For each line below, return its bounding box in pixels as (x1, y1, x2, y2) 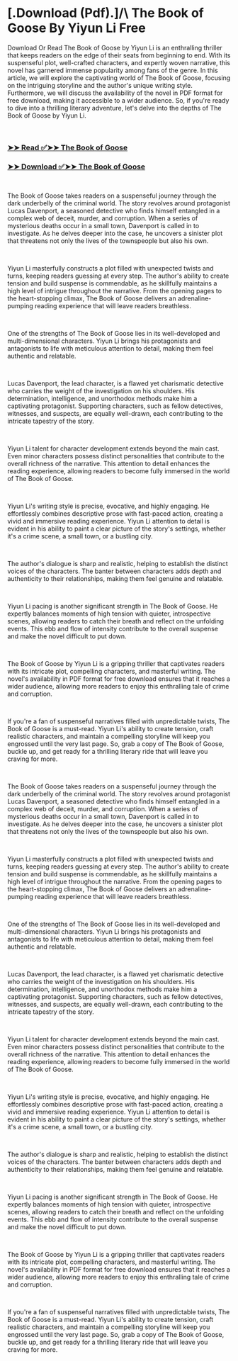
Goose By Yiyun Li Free (7, 20, 147, 36)
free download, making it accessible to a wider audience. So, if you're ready (7, 96, 229, 104)
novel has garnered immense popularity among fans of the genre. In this (7, 66, 218, 74)
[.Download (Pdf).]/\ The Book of (7, 5, 204, 21)
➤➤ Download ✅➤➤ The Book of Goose (7, 162, 146, 171)
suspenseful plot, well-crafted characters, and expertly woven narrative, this (7, 58, 230, 67)
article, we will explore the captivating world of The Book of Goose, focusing (7, 73, 231, 82)
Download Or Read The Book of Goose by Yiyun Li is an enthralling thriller (7, 43, 223, 52)
